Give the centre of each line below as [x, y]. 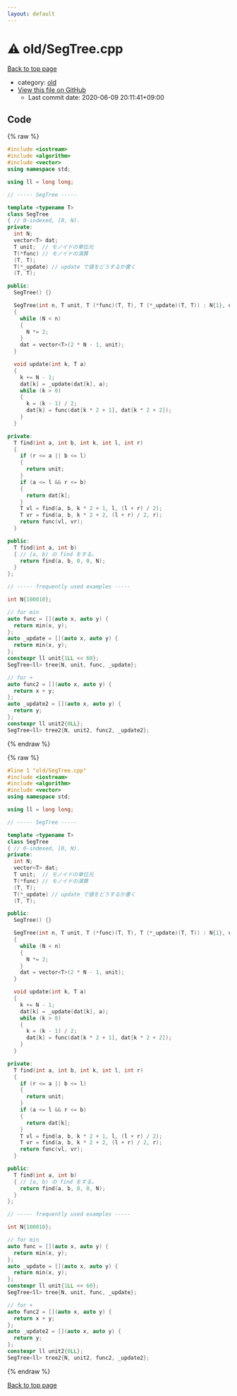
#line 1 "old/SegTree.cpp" [47, 771]
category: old [37, 82]
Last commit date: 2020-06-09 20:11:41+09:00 [96, 97]
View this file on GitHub [52, 90]
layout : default [31, 14]
